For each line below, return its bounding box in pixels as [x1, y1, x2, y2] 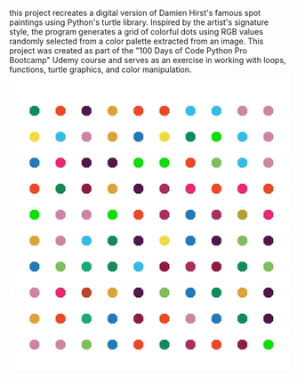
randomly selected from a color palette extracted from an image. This [9, 36, 264, 46]
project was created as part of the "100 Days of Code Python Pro [9, 45, 247, 56]
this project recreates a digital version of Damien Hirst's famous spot [9, 8, 261, 18]
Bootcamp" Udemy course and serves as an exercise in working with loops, [9, 55, 286, 65]
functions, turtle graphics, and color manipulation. [9, 64, 193, 75]
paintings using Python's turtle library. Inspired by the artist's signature [9, 17, 269, 28]
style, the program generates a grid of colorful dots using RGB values [9, 27, 264, 36]
